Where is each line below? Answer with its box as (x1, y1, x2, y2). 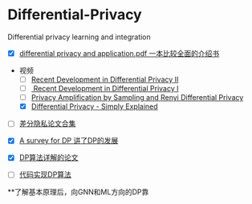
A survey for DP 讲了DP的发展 (18, 136, 119, 146)
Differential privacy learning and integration (7, 32, 152, 42)
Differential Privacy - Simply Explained (30, 102, 158, 111)
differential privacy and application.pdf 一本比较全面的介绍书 (18, 48, 220, 58)
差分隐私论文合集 (18, 118, 76, 129)
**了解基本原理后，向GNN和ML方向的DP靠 (7, 186, 149, 197)
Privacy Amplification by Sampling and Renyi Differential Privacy (30, 93, 244, 102)
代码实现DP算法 (18, 170, 71, 179)
